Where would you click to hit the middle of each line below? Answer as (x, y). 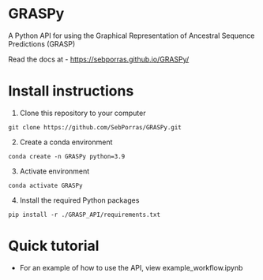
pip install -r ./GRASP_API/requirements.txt (84, 215)
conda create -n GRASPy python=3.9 (67, 156)
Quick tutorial (54, 246)
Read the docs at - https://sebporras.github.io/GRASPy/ (99, 59)
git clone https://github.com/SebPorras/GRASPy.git (95, 127)
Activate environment (54, 171)
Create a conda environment (66, 142)
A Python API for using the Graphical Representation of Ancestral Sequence (131, 35)
